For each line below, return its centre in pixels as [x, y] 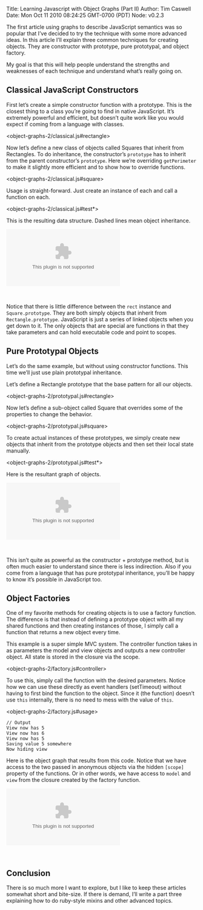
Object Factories [38, 599]
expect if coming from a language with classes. [65, 124]
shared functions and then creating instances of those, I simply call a [92, 626]
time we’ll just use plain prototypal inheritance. [64, 372]
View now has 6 [25, 734]
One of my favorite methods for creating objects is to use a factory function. [101, 613]
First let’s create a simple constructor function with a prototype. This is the [99, 104]
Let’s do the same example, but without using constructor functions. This [97, 366]
